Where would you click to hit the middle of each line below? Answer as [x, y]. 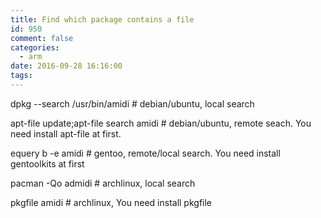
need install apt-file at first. [66, 133]
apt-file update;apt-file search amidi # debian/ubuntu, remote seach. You [161, 123]
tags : [21, 76]
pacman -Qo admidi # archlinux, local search [103, 183]
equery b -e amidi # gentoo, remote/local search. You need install [145, 153]
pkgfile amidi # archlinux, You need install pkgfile [111, 202]
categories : [35, 47]
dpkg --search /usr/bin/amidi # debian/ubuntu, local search [132, 103]
